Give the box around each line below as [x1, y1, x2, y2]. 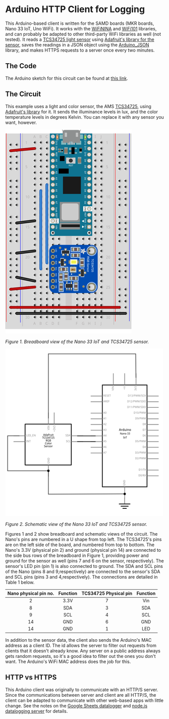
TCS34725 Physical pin [81, 590, 133, 597]
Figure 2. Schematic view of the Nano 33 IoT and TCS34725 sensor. [5, 521, 147, 527]
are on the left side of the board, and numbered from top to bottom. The [5, 542, 155, 548]
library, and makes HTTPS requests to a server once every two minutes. [5, 47, 155, 53]
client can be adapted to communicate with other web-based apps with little [5, 697, 164, 703]
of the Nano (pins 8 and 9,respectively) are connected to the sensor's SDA [5, 568, 160, 574]
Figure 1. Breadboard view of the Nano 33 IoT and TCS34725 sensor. [5, 339, 149, 345]
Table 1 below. [5, 579, 35, 585]
